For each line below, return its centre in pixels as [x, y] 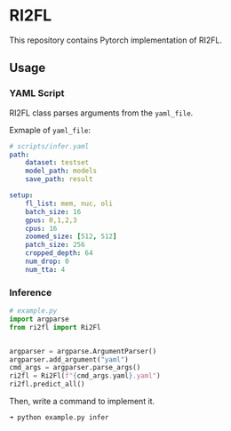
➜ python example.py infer [59, 418]
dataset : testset [57, 163]
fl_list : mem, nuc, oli [69, 204]
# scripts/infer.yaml [49, 146]
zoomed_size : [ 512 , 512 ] [71, 236]
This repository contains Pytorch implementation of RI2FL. [115, 40]
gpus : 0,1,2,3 [51, 220]
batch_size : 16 [53, 212]
